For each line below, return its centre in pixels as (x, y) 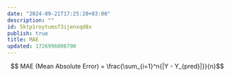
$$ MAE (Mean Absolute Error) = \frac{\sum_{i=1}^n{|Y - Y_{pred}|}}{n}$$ (117, 66)
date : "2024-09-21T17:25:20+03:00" (59, 14)
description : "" (31, 20)
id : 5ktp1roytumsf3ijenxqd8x (50, 27)
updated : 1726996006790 (42, 46)
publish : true (28, 33)
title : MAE (23, 40)
